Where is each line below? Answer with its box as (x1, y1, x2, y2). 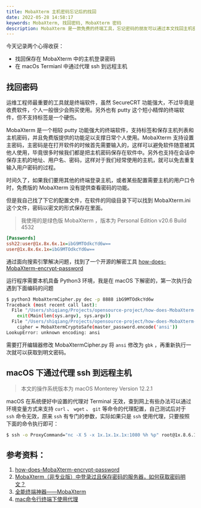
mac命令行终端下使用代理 (14, 495, 78, 503)
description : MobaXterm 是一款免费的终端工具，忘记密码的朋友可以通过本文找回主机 (6, 25, 193, 32)
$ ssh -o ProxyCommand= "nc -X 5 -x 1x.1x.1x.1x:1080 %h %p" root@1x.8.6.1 (6, 432, 197, 438)
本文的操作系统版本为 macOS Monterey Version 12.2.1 (20, 385, 153, 392)
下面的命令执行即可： (6, 420, 59, 427)
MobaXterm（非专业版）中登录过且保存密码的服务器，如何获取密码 (14, 473, 181, 481)
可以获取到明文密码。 (16, 348, 69, 356)
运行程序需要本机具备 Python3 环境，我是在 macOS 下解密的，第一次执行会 (6, 277, 193, 284)
